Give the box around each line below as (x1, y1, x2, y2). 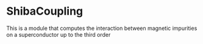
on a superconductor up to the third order (6, 31, 111, 38)
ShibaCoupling (6, 4, 84, 18)
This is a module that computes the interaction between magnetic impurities (6, 24, 198, 32)
